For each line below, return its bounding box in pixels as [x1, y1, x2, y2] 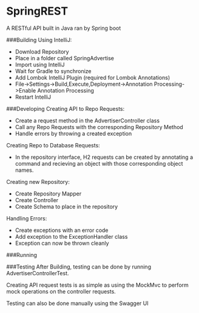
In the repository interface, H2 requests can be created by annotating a [15, 153, 193, 161]
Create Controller [15, 196, 59, 203]
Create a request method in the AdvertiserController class [15, 117, 160, 124]
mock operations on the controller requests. [6, 287, 116, 295]
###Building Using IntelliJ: [6, 36, 72, 43]
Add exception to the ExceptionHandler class [15, 233, 128, 240]
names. [15, 166, 34, 174]
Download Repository [15, 47, 69, 55]
